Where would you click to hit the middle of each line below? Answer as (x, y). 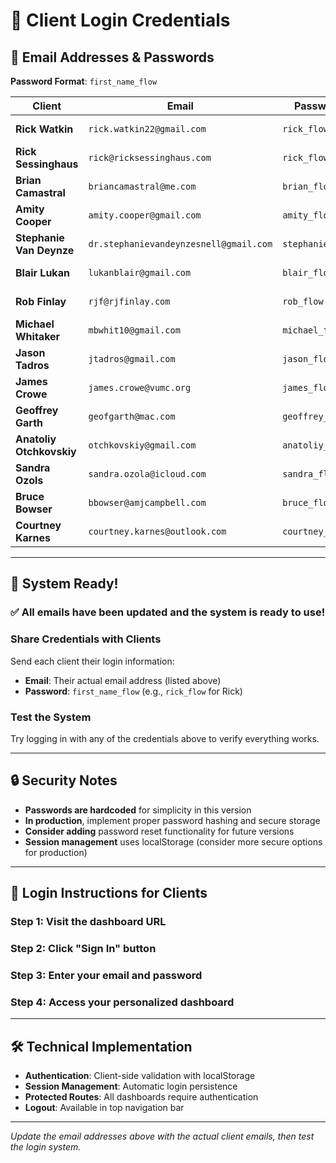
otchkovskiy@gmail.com (142, 445)
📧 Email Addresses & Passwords (112, 57)
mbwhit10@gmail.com (134, 330)
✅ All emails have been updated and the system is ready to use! (168, 612)
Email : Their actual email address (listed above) (123, 680)
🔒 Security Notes (64, 780)
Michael (35, 324)
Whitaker (38, 336)
